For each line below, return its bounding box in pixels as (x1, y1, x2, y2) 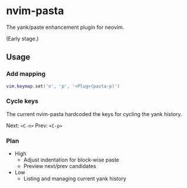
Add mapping (6, 70, 46, 78)
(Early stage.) (6, 35, 39, 42)
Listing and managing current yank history (23, 175, 127, 182)
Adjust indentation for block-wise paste (23, 156, 120, 163)
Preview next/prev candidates (23, 163, 96, 170)
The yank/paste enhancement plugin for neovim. (6, 24, 124, 31)
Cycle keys (6, 97, 39, 105)
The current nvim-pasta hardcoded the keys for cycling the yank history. (6, 110, 182, 117)
